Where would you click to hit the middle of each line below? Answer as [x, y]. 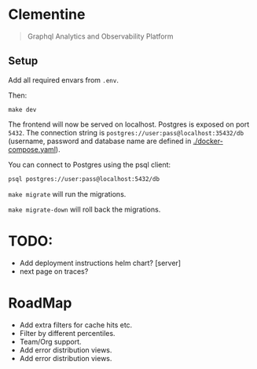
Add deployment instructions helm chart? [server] [100, 263]
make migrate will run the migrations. [67, 194]
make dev [22, 109]
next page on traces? [54, 271]
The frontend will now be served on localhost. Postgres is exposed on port [129, 124]
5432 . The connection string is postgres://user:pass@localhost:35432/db [126, 132]
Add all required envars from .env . [64, 79]
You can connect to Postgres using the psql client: [90, 164]
